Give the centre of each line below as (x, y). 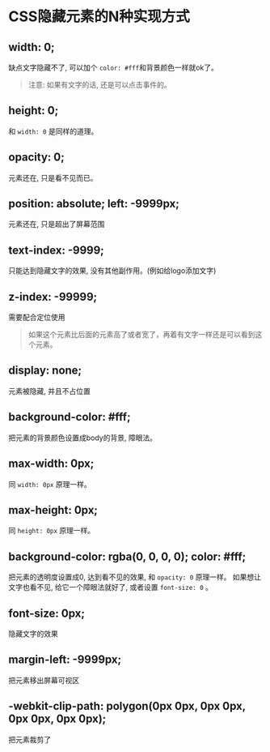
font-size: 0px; (46, 613)
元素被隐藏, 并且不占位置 (49, 391)
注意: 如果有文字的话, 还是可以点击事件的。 (99, 85)
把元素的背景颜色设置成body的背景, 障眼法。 (83, 438)
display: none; (45, 371)
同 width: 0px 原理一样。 (50, 484)
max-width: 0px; (51, 464)
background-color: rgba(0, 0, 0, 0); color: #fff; (127, 556)
